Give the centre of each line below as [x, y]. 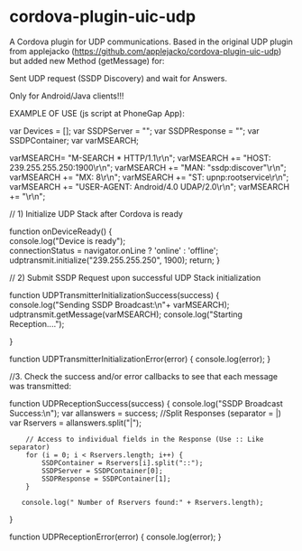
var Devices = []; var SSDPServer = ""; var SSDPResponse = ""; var [134, 131]
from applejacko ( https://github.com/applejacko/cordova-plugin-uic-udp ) [146, 51]
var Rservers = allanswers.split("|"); [76, 423]
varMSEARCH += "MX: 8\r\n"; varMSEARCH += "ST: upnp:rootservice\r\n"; [149, 177]
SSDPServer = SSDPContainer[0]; [103, 471]
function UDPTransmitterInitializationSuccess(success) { [114, 294]
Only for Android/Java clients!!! [67, 96]
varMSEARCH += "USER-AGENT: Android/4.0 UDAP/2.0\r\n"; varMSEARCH [150, 186]
